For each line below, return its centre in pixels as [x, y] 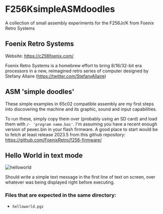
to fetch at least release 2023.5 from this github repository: [65, 134]
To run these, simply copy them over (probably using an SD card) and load [81, 118]
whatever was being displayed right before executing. [60, 182]
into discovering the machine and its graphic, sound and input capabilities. [81, 109]
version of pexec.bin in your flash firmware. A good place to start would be [81, 129]
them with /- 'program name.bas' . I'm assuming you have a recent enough [81, 124]
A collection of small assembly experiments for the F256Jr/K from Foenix [80, 23]
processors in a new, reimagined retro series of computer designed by [77, 71]
